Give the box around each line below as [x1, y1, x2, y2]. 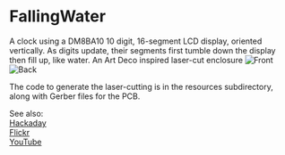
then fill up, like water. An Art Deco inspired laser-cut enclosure [9, 54, 244, 65]
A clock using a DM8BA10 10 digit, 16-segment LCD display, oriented [9, 36, 263, 46]
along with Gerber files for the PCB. [9, 91, 141, 102]
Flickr [9, 126, 30, 137]
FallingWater [9, 6, 106, 27]
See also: [9, 108, 44, 118]
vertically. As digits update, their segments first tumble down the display [9, 45, 276, 55]
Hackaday [9, 118, 47, 128]
